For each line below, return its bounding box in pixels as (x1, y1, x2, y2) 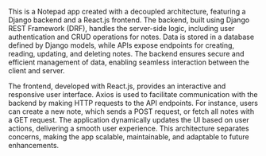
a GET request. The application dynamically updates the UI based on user (8, 115, 250, 124)
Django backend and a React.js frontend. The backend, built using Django (8, 15, 250, 25)
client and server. (8, 66, 65, 75)
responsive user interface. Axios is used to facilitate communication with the (8, 90, 258, 99)
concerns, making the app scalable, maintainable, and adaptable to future (8, 132, 249, 142)
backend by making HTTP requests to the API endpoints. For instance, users (8, 99, 258, 107)
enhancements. (8, 141, 60, 150)
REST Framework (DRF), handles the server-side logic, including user (8, 24, 235, 33)
